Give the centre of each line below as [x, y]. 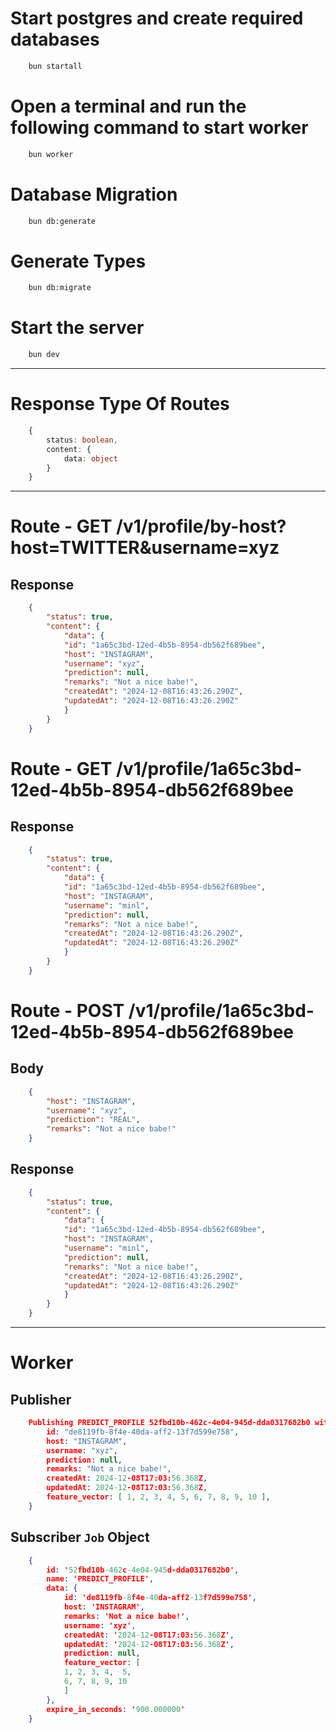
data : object [90, 458]
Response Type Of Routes [120, 404]
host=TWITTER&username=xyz [145, 548]
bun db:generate [62, 221]
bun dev [44, 355]
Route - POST [67, 1010]
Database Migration [94, 194]
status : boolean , [82, 440]
